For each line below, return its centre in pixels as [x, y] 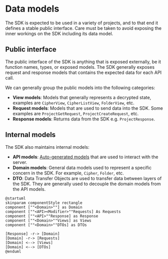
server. [20, 162]
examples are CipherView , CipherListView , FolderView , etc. [73, 103]
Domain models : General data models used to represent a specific [82, 167]
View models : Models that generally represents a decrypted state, [82, 97]
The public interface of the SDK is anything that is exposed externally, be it [83, 62]
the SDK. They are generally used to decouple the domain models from [87, 184]
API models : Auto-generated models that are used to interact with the [85, 157]
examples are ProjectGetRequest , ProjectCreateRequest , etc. [76, 113]
